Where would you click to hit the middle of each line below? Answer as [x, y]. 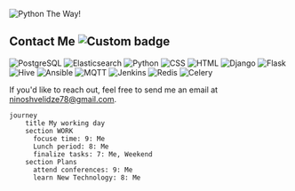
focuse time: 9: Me [68, 139]
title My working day [65, 123]
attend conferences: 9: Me [83, 170]
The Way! [64, 14]
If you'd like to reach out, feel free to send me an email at [114, 90]
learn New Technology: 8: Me [87, 178]
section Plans [51, 162]
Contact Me [42, 41]
